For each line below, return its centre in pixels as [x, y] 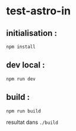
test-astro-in [39, 11]
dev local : [26, 65]
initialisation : [32, 33]
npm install [21, 47]
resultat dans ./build [32, 122]
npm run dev [21, 79]
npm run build [24, 111]
